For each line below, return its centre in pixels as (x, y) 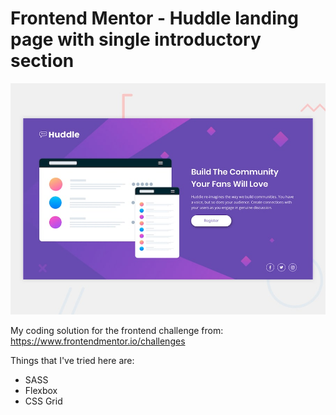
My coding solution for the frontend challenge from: (117, 330)
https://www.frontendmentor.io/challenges (98, 341)
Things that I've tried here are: (72, 360)
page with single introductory (136, 39)
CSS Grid (43, 401)
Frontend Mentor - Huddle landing (154, 18)
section (42, 61)
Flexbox (41, 390)
